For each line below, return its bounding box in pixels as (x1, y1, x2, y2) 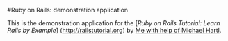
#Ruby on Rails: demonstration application (7, 6, 129, 14)
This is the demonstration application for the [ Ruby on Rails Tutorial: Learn (7, 19, 220, 27)
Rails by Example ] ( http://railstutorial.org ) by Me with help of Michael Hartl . (7, 27, 222, 34)
